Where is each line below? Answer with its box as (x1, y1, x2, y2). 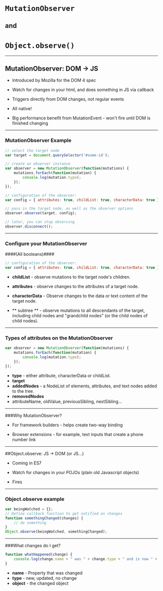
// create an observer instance (5, 161, 70, 167)
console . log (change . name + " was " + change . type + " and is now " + (14, 557, 158, 562)
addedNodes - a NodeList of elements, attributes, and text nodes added (12, 383, 157, 389)
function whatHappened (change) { (5, 552, 73, 557)
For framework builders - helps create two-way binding (12, 422, 123, 428)
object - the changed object (12, 580, 69, 586)
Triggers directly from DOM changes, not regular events (12, 96, 124, 102)
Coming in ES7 (12, 460, 42, 466)
